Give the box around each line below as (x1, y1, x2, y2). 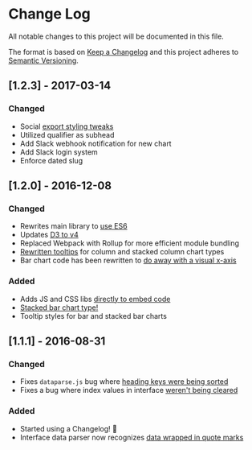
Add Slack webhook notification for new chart (19, 138, 172, 148)
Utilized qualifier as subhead (19, 130, 115, 139)
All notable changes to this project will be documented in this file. (8, 31, 225, 41)
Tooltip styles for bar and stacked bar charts (19, 311, 167, 320)
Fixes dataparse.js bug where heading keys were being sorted (19, 377, 229, 386)
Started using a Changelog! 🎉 (19, 423, 118, 433)
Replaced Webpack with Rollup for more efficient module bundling (19, 238, 239, 248)
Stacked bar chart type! (19, 303, 99, 312)
